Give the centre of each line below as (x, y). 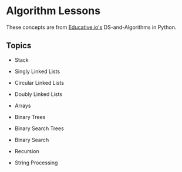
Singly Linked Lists (37, 71)
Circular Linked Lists (39, 82)
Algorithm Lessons (53, 11)
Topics (19, 46)
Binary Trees (30, 117)
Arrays (23, 105)
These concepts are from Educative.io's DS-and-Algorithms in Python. (91, 27)
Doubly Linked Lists (38, 94)
